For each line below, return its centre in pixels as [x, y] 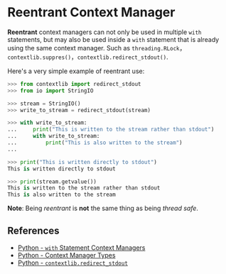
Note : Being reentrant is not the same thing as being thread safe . [103, 208]
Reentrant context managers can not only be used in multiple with [104, 32]
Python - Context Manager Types [66, 255]
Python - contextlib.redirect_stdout [72, 263]
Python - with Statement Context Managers [81, 248]
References [33, 230]
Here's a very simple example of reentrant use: [76, 71]
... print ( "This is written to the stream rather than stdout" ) [111, 130]
